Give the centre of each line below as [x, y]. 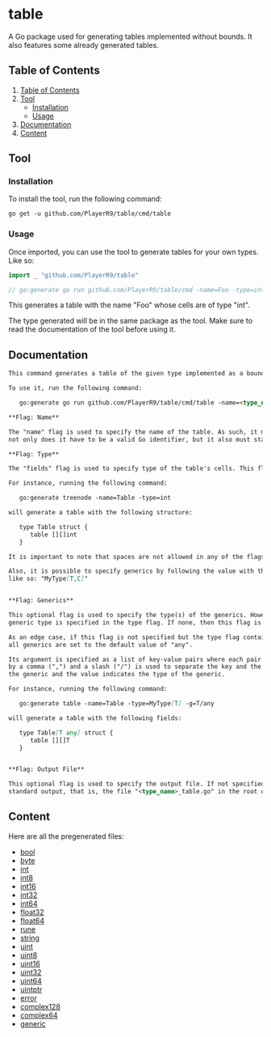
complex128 [40, 1006]
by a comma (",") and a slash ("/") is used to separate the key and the [135, 667]
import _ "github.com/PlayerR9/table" [73, 275]
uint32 [31, 972]
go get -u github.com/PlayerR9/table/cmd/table [90, 214]
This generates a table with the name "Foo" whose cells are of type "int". [129, 305]
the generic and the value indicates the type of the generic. [117, 675]
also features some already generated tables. [83, 44]
